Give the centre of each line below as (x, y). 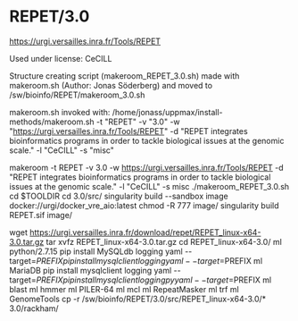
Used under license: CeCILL (61, 58)
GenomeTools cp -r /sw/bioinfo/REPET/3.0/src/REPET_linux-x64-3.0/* (138, 299)
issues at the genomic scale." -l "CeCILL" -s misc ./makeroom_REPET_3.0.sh (149, 186)
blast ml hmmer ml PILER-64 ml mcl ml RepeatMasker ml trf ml (124, 289)
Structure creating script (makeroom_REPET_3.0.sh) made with (124, 76)
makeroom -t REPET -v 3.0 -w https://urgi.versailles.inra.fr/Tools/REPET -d (146, 167)
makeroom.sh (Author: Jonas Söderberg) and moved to (111, 85)
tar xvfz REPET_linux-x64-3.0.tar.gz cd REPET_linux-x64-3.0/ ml (164, 241)
